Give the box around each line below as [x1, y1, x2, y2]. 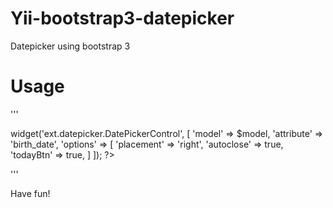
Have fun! [10, 187, 51, 199]
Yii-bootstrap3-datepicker [10, 7, 235, 30]
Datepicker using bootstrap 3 [10, 40, 131, 52]
